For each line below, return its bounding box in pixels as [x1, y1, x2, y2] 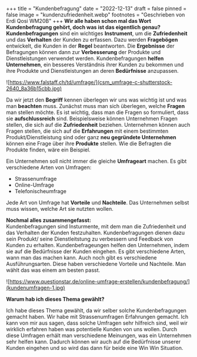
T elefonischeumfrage [14, 188, 66, 194]
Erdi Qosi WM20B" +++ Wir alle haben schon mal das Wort [6, 18, 152, 24]
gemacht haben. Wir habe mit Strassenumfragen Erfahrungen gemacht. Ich [6, 314, 189, 320]
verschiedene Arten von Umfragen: [6, 164, 92, 171]
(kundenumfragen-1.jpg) [6, 284, 66, 291]
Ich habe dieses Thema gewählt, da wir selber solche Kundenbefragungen [6, 307, 187, 314]
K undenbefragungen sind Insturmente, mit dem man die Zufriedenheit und [6, 223, 186, 230]
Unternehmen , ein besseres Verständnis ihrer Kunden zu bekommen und [6, 61, 184, 68]
